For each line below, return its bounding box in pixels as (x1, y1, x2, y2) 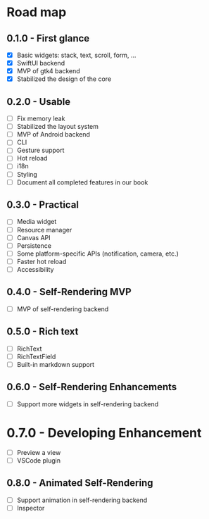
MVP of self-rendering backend (16, 304, 109, 313)
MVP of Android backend (16, 130, 91, 139)
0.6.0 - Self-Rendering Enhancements (6, 381, 177, 393)
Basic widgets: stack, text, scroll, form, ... (16, 51, 137, 59)
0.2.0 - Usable (6, 96, 71, 108)
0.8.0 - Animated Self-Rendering (6, 477, 153, 489)
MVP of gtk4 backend (16, 67, 80, 75)
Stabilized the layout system (16, 123, 99, 131)
